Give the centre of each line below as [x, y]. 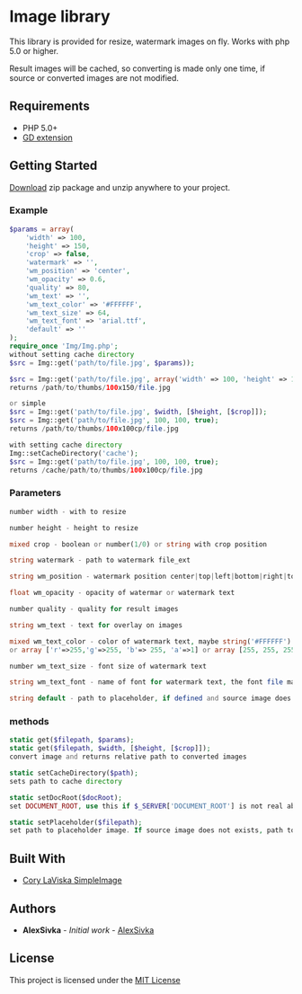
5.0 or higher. [34, 50]
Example [29, 210]
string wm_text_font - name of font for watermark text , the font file [146, 682]
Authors [33, 908]
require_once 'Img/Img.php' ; [64, 346]
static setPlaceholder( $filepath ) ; [76, 822]
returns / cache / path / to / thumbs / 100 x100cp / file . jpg [106, 470]
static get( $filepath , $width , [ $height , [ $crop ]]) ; [110, 749]
